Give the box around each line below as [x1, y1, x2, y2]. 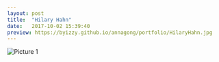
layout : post [7, 10, 44, 17]
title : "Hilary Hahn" [7, 16, 72, 23]
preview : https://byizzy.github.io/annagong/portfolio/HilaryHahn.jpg [7, 29, 213, 36]
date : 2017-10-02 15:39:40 [7, 22, 90, 29]
